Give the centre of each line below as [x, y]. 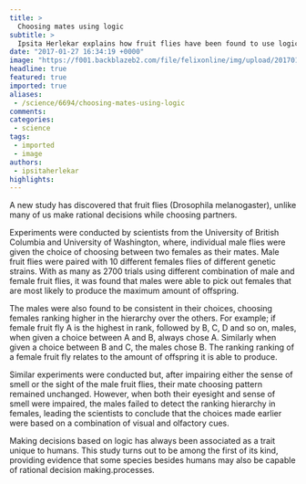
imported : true [38, 86]
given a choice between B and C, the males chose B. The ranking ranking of [152, 347]
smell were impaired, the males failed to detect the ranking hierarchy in [143, 404]
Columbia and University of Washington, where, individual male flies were [148, 242]
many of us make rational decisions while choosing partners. [123, 215]
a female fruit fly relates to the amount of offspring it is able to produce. [143, 357]
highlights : [32, 179]
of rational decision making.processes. [82, 470]
